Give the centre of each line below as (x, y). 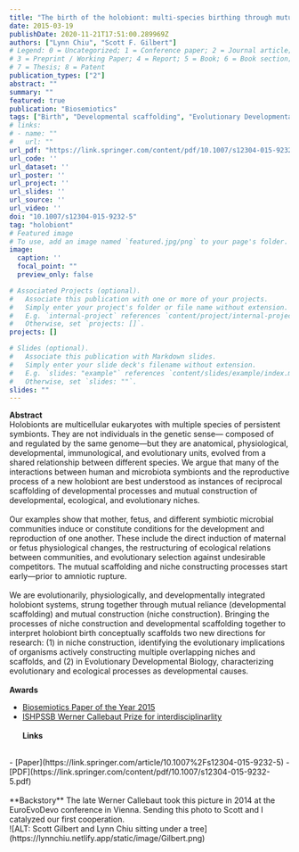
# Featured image (41, 233)
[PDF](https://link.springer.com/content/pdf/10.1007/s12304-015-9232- (140, 772)
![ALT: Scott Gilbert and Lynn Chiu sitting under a (99, 829)
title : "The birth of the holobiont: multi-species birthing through (141, 17)
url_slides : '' (37, 192)
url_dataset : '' (39, 167)
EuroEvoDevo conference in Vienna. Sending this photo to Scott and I (137, 810)
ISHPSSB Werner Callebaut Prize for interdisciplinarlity (122, 717)
